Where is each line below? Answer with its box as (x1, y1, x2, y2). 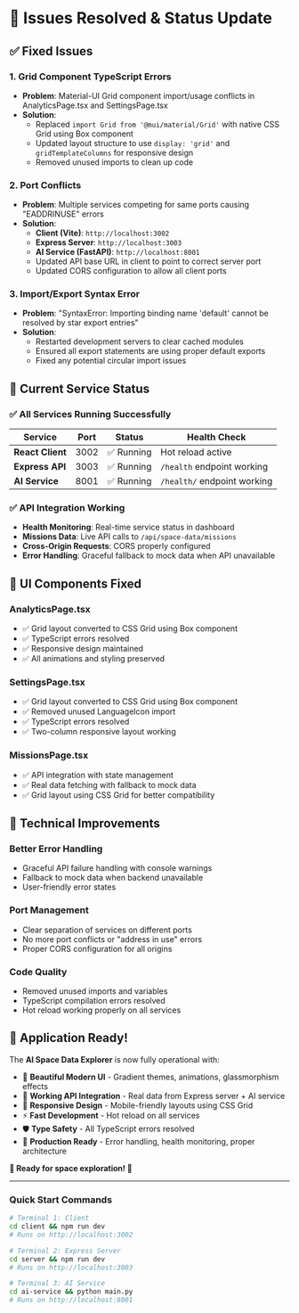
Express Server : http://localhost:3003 (35, 237, 182, 248)
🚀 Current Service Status (9, 381, 149, 396)
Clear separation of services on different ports (21, 924, 193, 935)
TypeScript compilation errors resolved (21, 996, 166, 1006)
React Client (13, 446, 67, 458)
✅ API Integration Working (9, 502, 125, 514)
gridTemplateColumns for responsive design (35, 147, 194, 158)
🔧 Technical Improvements (9, 816, 160, 832)
